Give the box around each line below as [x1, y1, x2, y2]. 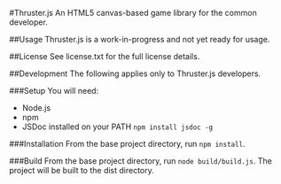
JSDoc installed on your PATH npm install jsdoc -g [21, 121, 214, 132]
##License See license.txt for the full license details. [9, 51, 200, 61]
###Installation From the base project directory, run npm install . [9, 139, 246, 149]
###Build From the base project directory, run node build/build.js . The [9, 156, 272, 166]
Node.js [21, 103, 51, 113]
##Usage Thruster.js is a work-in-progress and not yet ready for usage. [9, 34, 270, 44]
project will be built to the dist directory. [9, 165, 155, 175]
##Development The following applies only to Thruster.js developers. [9, 68, 261, 79]
